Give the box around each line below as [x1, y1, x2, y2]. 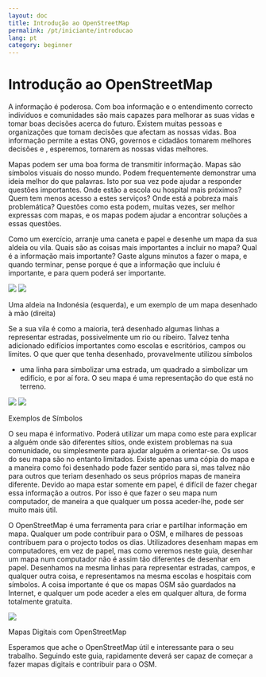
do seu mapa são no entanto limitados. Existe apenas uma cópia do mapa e [8, 455, 256, 464]
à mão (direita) [8, 308, 56, 319]
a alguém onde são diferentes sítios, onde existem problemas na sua [8, 437, 233, 447]
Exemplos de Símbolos [8, 413, 83, 423]
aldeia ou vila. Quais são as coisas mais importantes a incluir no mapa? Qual [8, 243, 257, 252]
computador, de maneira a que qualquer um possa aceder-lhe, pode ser [8, 497, 245, 507]
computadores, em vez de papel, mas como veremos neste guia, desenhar [8, 546, 253, 556]
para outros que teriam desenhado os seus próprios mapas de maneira [8, 472, 241, 481]
